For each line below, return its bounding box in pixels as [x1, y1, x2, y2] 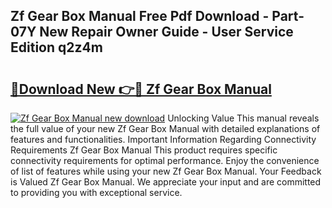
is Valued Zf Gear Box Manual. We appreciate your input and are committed [10, 176, 322, 188]
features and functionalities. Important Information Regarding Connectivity [10, 134, 317, 145]
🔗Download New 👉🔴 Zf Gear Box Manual [10, 80, 272, 98]
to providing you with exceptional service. [10, 187, 183, 198]
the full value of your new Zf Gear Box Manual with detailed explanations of [10, 123, 321, 134]
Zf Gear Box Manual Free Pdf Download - [10, 8, 270, 25]
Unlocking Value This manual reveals [167, 112, 320, 124]
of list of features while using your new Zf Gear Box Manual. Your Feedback [10, 165, 322, 177]
